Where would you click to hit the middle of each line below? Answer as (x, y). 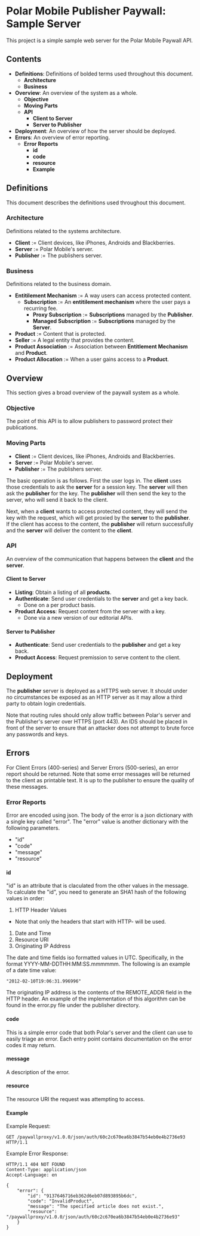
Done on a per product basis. (59, 605)
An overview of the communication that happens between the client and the (100, 559)
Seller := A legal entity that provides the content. (75, 340)
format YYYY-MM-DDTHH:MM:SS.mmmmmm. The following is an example (98, 964)
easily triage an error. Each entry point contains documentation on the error (99, 1039)
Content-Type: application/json (46, 1170)
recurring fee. (41, 308)
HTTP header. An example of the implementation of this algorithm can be (96, 999)
